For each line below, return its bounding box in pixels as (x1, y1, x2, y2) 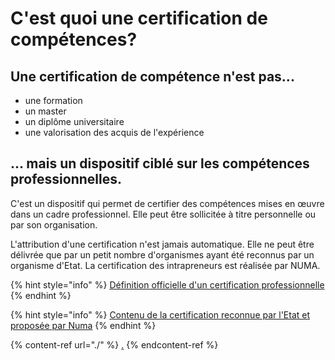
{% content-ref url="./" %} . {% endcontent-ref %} (10, 338, 219, 351)
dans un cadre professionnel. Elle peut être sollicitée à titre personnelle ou (10, 208, 317, 220)
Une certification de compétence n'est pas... (10, 68, 295, 85)
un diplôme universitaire (24, 116, 125, 127)
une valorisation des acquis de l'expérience (24, 127, 205, 138)
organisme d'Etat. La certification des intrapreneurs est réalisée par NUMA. (10, 259, 321, 271)
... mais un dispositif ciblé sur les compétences (10, 155, 310, 172)
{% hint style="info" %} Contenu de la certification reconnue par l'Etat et (10, 308, 311, 321)
